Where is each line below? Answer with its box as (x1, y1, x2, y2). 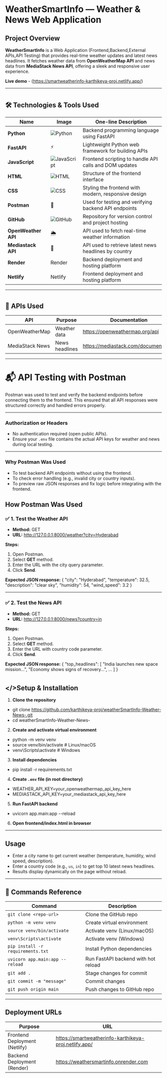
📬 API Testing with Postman (5, 372, 126, 383)
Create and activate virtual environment (12, 727, 97, 733)
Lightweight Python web (83, 141, 140, 148)
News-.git (12, 712, 33, 718)
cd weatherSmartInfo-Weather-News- (12, 718, 90, 723)
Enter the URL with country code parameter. (12, 646, 103, 652)
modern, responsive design (83, 190, 147, 197)
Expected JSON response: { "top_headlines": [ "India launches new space (5, 661, 158, 667)
